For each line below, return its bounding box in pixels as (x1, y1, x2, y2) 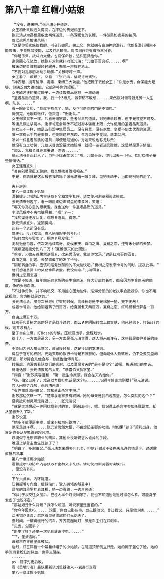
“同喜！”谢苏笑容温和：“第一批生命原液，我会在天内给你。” (11, 372, 114, 378)
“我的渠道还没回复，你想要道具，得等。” (11, 215, 80, 220)
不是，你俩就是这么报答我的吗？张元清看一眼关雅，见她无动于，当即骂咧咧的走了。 (11, 174, 155, 179)
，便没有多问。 (11, 467, 38, 472)
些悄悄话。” (5, 158, 24, 163)
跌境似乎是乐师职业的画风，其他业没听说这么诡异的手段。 (11, 435, 110, 440)
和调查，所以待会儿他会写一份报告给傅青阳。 (5, 356, 82, 362)
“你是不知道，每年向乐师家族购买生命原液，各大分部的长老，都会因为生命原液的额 (11, 278, 153, 283)
